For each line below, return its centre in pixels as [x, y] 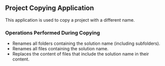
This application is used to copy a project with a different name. [70, 20]
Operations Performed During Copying [53, 33]
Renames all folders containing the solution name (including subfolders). [86, 43]
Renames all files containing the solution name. [60, 49]
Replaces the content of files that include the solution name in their [81, 54]
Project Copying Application [50, 8]
